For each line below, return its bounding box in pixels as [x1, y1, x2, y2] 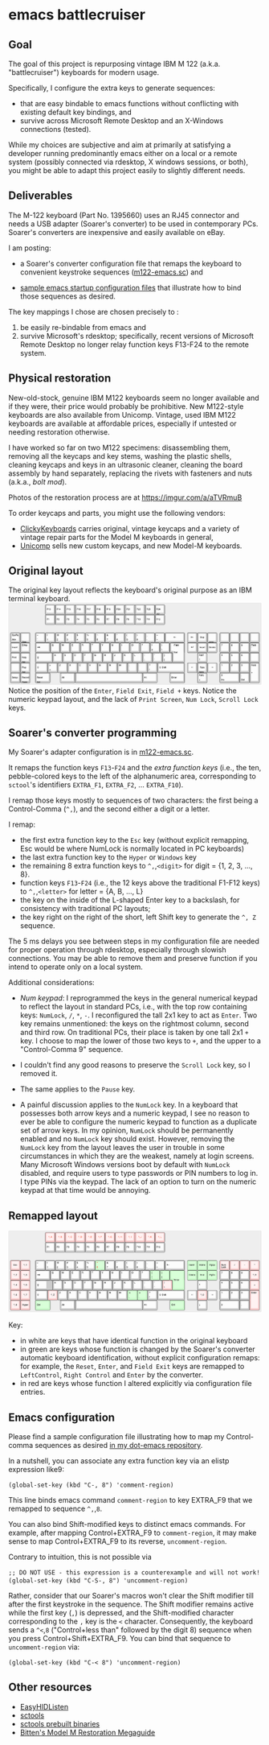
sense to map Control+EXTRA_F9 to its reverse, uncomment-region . [8, 1537, 227, 1546]
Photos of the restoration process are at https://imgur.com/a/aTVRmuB [8, 493, 243, 502]
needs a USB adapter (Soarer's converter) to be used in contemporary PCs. [8, 219, 259, 229]
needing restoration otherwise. [8, 427, 110, 436]
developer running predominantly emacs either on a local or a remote [8, 149, 238, 158]
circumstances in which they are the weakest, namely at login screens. [19, 1151, 255, 1161]
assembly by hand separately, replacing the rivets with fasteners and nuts [8, 468, 253, 478]
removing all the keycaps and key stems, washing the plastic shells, [8, 451, 232, 460]
